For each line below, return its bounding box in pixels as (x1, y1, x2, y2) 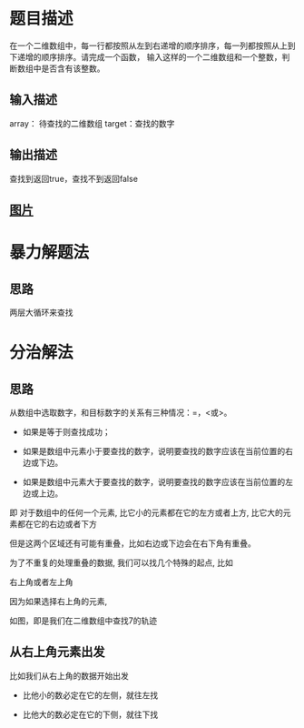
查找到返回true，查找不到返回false (9, 173, 139, 184)
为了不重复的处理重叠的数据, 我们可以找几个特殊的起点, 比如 (9, 557, 233, 568)
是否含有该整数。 (40, 63, 105, 74)
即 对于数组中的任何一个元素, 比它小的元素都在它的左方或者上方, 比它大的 (9, 507, 283, 518)
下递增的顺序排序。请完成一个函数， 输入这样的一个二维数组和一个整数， (9, 51, 282, 62)
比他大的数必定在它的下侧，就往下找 (22, 709, 159, 720)
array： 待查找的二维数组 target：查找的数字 (9, 117, 175, 128)
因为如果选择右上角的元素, (9, 595, 108, 606)
